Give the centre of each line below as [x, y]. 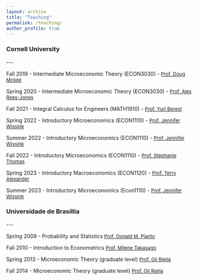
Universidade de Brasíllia [43, 211]
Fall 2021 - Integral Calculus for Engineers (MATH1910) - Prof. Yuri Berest [94, 108]
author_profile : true [33, 28]
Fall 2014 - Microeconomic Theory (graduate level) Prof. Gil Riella [85, 270]
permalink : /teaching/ [34, 23]
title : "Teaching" [29, 17]
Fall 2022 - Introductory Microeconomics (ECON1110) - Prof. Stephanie [91, 155]
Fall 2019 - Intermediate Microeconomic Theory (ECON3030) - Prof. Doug [96, 74]
